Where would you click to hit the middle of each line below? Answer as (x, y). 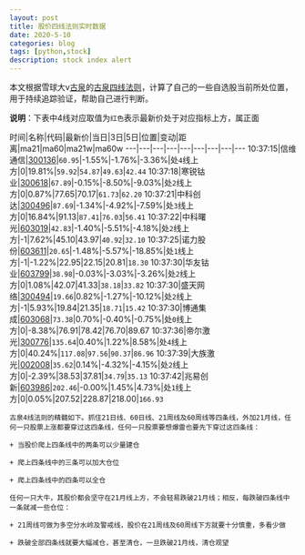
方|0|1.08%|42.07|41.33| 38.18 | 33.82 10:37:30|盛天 (103, 285)
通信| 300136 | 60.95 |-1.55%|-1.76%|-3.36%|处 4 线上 (104, 160)
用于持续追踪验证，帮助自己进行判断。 (81, 98)
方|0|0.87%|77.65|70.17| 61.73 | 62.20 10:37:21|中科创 (106, 194)
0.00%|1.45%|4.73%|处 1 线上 (137, 387)
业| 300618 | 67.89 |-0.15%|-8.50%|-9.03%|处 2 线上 (101, 182)
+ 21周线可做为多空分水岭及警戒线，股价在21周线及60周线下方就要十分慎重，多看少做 (148, 525)
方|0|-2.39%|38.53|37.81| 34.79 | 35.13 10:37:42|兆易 (105, 376)
